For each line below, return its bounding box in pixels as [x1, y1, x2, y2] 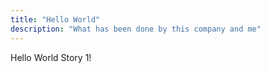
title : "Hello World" [10, 14, 101, 25]
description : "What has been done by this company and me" [10, 24, 262, 34]
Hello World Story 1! [10, 51, 92, 63]
